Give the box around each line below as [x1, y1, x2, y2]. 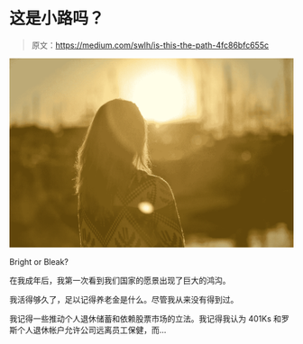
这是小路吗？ [9, 8, 106, 29]
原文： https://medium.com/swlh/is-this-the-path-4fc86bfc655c [31, 40, 269, 50]
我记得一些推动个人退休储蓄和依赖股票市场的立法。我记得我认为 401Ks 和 [9, 313, 282, 324]
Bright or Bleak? [9, 257, 69, 267]
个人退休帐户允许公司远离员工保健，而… [16, 325, 167, 336]
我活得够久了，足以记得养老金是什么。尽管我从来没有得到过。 [9, 294, 239, 305]
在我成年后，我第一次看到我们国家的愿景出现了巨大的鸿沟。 [9, 276, 231, 286]
